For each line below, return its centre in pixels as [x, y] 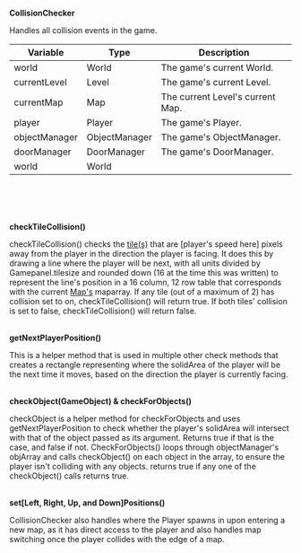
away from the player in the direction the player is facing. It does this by [142, 254]
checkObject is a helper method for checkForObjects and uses [125, 418]
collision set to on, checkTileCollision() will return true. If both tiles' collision [149, 301]
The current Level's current [218, 97]
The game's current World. [217, 68]
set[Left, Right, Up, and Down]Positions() [87, 503]
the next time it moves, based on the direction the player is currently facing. [149, 374]
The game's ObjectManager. [221, 137]
